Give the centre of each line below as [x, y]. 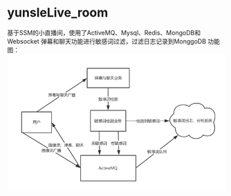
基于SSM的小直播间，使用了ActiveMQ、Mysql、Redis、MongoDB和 [104, 32]
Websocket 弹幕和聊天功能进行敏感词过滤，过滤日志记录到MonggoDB [107, 41]
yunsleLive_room [58, 13]
